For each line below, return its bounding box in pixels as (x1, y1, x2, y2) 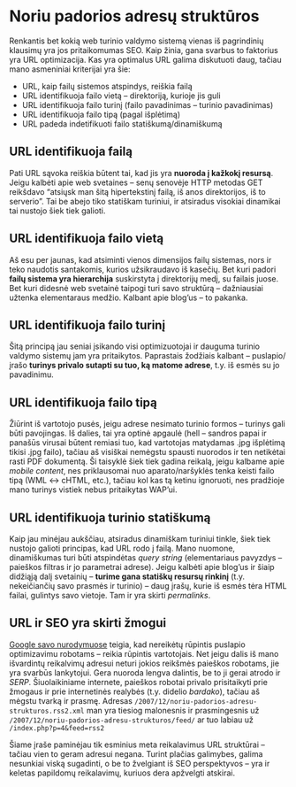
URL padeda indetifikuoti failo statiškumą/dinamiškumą (21, 118, 223, 129)
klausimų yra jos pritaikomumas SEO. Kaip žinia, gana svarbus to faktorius (9, 44, 278, 55)
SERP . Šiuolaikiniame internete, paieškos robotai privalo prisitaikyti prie (9, 676, 268, 687)
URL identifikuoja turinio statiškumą (9, 510, 211, 525)
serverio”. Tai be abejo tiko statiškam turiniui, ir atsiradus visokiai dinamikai (9, 196, 281, 206)
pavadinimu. (9, 369, 55, 380)
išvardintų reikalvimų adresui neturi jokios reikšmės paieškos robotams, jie (9, 658, 280, 668)
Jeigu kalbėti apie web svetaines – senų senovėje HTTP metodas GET (9, 177, 263, 188)
